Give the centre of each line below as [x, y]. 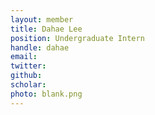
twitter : [28, 66]
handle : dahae [40, 47]
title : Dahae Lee [46, 29]
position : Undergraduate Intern [77, 38]
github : [26, 76]
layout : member [42, 19]
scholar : [28, 85]
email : [24, 57]
